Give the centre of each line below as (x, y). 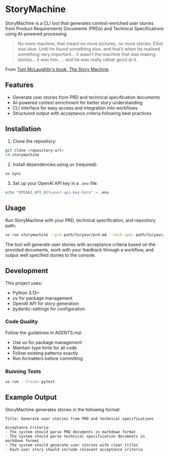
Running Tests (23, 371)
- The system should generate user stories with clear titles (72, 445)
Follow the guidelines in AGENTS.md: (44, 332)
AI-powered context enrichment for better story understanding (77, 102)
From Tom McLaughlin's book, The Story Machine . (58, 69)
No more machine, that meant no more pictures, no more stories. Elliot (90, 43)
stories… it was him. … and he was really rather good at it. (77, 59)
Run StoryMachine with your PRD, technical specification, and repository (80, 220)
